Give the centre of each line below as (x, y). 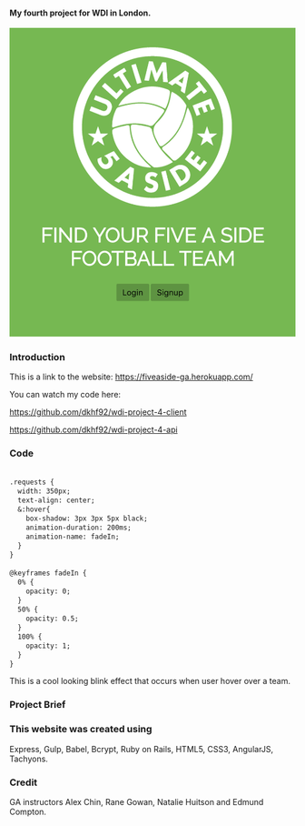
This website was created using (81, 730)
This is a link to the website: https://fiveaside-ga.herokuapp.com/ (132, 377)
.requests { (32, 482)
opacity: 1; (48, 646)
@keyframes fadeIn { (49, 573)
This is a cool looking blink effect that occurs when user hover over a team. (150, 681)
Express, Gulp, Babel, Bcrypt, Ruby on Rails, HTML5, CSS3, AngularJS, (142, 749)
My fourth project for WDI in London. (80, 13)
